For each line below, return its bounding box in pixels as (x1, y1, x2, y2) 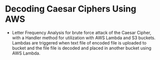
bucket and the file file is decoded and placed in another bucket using (12, 45, 151, 51)
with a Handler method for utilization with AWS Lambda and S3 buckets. (12, 35, 156, 41)
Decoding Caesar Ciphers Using (5, 3, 136, 15)
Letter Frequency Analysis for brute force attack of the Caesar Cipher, (12, 30, 151, 35)
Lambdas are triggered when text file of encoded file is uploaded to (12, 40, 146, 45)
